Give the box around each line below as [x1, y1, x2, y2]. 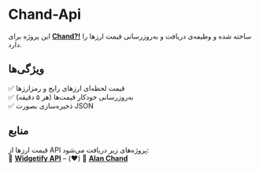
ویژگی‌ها [8, 63, 45, 76]
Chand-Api [8, 5, 81, 24]
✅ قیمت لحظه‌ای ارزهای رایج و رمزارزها [8, 83, 125, 93]
